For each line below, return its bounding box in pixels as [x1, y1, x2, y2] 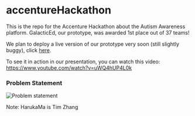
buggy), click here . [6, 46, 52, 53]
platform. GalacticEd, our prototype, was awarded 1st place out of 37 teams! [6, 29, 190, 36]
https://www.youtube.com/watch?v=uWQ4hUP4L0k [6, 64, 132, 71]
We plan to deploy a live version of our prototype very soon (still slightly [6, 40, 180, 47]
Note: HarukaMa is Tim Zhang [6, 104, 78, 111]
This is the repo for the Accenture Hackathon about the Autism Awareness [6, 23, 186, 30]
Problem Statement [6, 79, 63, 87]
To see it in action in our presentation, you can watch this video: [6, 58, 160, 65]
